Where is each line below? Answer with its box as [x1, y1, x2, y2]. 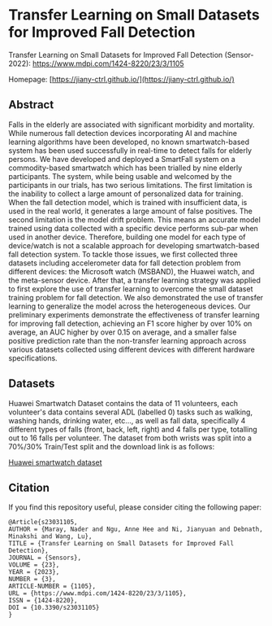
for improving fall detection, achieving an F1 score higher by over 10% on [8, 318, 253, 328]
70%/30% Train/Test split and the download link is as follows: [8, 441, 215, 451]
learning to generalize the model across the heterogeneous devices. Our [8, 301, 251, 311]
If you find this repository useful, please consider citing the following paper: [8, 502, 262, 512]
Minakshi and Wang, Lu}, [8, 532, 93, 541]
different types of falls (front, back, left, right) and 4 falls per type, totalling [8, 424, 257, 434]
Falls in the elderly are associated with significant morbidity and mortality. [8, 120, 255, 129]
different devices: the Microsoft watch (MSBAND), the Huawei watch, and [8, 266, 255, 276]
